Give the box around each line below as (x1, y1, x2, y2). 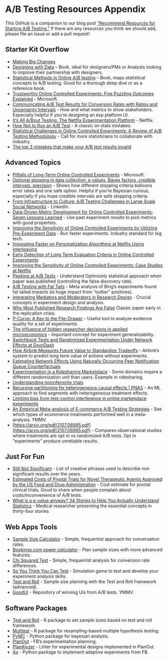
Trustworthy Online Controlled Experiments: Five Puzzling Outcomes (12, 90, 154, 96)
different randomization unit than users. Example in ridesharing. (12, 374, 143, 380)
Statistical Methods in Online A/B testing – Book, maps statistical (12, 74, 145, 81)
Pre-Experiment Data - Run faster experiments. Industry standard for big (12, 230, 162, 236)
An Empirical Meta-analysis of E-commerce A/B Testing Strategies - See (12, 406, 162, 412)
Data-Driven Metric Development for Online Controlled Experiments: (12, 209, 153, 215)
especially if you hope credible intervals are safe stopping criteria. (12, 193, 149, 199)
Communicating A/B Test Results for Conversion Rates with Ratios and (12, 101, 157, 107)
